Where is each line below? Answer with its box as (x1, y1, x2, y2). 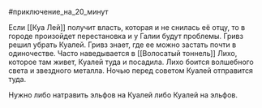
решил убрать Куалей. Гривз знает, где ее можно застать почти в (8, 40, 237, 50)
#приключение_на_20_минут (8, 7, 109, 16)
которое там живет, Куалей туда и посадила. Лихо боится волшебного (8, 57, 254, 67)
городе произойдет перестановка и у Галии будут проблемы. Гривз (8, 32, 243, 41)
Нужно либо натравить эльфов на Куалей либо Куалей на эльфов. (8, 90, 238, 100)
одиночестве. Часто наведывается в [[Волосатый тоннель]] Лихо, (8, 49, 238, 58)
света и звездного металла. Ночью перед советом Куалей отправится (8, 66, 254, 76)
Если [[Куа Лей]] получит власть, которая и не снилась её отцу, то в (8, 23, 246, 32)
